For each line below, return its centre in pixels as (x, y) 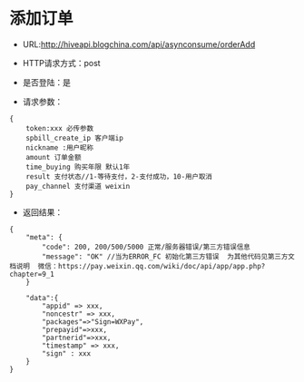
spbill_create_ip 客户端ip (75, 138)
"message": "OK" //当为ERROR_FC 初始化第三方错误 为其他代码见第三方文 (168, 256)
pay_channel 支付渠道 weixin (78, 186)
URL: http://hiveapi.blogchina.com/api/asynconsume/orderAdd (139, 44)
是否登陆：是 (46, 82)
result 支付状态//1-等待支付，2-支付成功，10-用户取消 (119, 176)
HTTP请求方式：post (62, 63)
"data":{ (42, 298)
